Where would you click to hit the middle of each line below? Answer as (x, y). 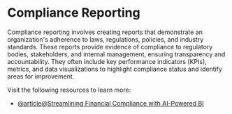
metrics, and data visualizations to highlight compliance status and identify (115, 69)
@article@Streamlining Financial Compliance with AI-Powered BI (110, 103)
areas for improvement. (41, 76)
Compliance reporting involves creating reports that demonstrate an (105, 32)
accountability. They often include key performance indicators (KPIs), (107, 61)
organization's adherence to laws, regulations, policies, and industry (106, 39)
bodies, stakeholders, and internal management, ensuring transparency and (116, 54)
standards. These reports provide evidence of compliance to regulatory (110, 47)
